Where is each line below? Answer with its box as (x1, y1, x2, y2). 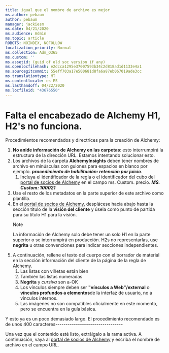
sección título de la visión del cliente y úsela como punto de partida (12, 206, 155, 212)
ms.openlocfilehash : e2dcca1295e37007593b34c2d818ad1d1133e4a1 (5, 64, 142, 69)
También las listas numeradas (20, 274, 83, 280)
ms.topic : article (5, 36, 44, 41)
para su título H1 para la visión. (12, 212, 77, 218)
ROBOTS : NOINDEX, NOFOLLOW (5, 41, 62, 46)
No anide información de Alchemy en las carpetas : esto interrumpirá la (12, 147, 163, 153)
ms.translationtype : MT (5, 74, 56, 79)
